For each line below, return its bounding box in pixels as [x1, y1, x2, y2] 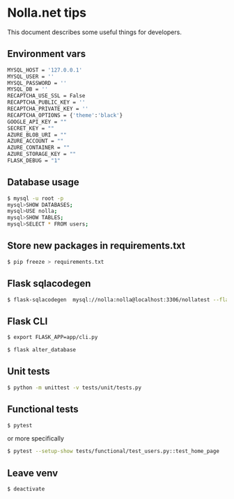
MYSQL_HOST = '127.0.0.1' [7, 66, 82, 74]
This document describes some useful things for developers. [7, 28, 182, 36]
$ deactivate [7, 486, 45, 493]
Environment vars [7, 48, 86, 60]
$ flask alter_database [7, 347, 77, 354]
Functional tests [7, 404, 79, 415]
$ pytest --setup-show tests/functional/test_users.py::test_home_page [7, 447, 219, 455]
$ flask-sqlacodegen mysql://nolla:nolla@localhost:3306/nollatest [7, 296, 210, 303]
